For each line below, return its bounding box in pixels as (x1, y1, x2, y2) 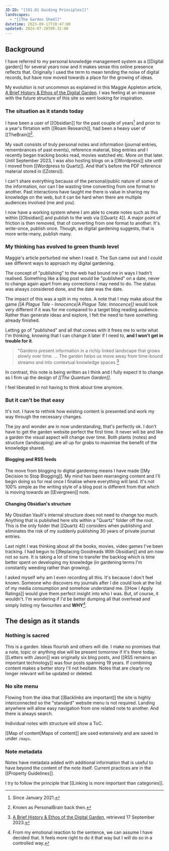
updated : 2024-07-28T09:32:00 (5, 26, 69, 31)
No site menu (5, 683, 39, 690)
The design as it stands (5, 617, 80, 626)
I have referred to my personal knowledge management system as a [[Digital (5, 58, 164, 64)
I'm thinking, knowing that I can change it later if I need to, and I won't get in (5, 332, 163, 339)
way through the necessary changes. (5, 413, 82, 419)
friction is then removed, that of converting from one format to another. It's (5, 220, 160, 226)
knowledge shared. (5, 445, 45, 451)
